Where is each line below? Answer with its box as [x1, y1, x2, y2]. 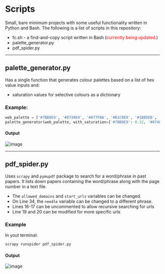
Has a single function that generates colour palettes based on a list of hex [5, 77, 155, 83]
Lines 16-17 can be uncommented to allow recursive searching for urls [12, 203, 155, 210]
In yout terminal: [5, 232, 38, 238]
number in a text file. [5, 183, 47, 189]
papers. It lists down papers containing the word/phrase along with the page [5, 178, 160, 184]
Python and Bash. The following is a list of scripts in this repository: [5, 25, 141, 30]
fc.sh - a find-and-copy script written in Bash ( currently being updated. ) [12, 34, 158, 40]
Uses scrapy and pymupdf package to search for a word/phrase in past [5, 173, 146, 179]
